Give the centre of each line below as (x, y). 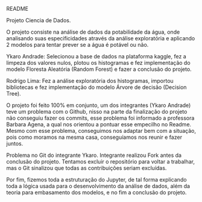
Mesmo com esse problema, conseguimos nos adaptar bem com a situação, (101, 131)
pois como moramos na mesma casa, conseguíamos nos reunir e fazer (94, 137)
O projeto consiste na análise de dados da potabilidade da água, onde (93, 32)
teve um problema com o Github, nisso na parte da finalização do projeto (97, 112)
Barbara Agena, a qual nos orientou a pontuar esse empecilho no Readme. (99, 124)
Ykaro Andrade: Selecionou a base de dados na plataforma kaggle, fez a (96, 56)
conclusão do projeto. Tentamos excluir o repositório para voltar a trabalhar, (100, 161)
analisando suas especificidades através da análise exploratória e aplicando (101, 38)
